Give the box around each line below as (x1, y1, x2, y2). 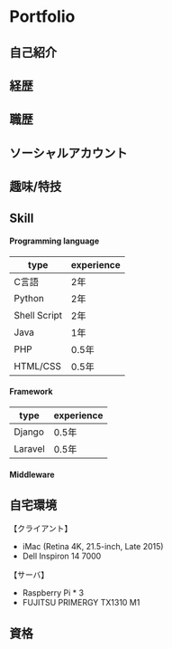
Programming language (9, 235, 100, 246)
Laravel (14, 442, 45, 454)
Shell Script (14, 309, 63, 321)
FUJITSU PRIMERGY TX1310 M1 (22, 597, 140, 608)
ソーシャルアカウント (9, 145, 128, 160)
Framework (9, 387, 53, 397)
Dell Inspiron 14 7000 (22, 550, 102, 562)
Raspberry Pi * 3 (22, 587, 84, 598)
